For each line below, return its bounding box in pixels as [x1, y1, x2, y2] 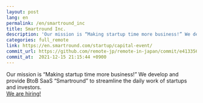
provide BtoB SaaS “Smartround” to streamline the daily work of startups [6, 77, 187, 84]
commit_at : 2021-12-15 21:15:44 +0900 [6, 54, 107, 60]
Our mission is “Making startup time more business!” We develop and [6, 70, 179, 78]
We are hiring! [6, 90, 41, 97]
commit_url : [6, 48, 36, 55]
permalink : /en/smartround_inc [6, 20, 85, 26]
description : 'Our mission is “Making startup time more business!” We [6, 32, 190, 38]
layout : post [6, 8, 39, 15]
